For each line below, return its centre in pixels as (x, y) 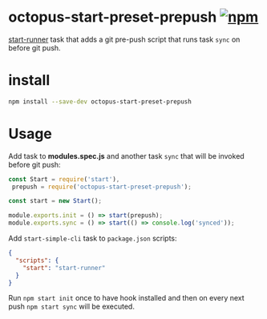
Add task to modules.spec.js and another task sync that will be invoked (126, 155)
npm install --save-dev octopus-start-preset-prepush (100, 101)
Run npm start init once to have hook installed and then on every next (126, 298)
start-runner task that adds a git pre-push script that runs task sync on (124, 39)
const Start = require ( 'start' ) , (64, 179)
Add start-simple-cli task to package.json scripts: (93, 238)
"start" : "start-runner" (64, 268)
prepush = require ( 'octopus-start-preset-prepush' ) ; (102, 187)
